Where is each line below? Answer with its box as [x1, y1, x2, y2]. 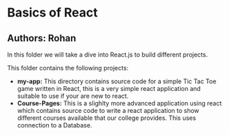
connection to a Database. [17, 121, 92, 129]
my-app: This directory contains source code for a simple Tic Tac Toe [17, 77, 217, 85]
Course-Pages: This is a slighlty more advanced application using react [17, 99, 222, 107]
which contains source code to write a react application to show [17, 107, 200, 114]
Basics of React [7, 5, 98, 21]
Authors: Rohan [7, 32, 77, 44]
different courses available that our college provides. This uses [17, 114, 197, 122]
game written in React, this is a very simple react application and [17, 85, 201, 92]
